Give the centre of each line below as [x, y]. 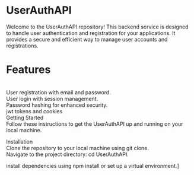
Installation [20, 141]
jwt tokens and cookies [34, 111]
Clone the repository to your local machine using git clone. [78, 148]
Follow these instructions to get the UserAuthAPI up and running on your [95, 124]
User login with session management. [52, 98]
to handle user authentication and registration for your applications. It [91, 33]
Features [28, 70]
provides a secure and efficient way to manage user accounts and [87, 39]
